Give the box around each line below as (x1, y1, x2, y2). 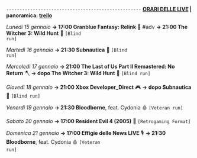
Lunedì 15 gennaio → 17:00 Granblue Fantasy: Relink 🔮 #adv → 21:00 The (6, 24, 188, 30)
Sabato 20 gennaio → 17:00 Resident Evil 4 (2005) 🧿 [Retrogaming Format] (6, 118, 191, 124)
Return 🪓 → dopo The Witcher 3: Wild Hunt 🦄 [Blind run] (6, 70, 151, 76)
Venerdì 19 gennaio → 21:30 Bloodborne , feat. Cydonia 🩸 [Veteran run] (6, 104, 183, 111)
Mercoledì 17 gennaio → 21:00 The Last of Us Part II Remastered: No (6, 63, 175, 70)
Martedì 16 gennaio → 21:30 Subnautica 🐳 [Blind (6, 46, 127, 53)
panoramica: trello (6, 12, 53, 19)
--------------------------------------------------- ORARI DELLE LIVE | (6, 6, 192, 12)
